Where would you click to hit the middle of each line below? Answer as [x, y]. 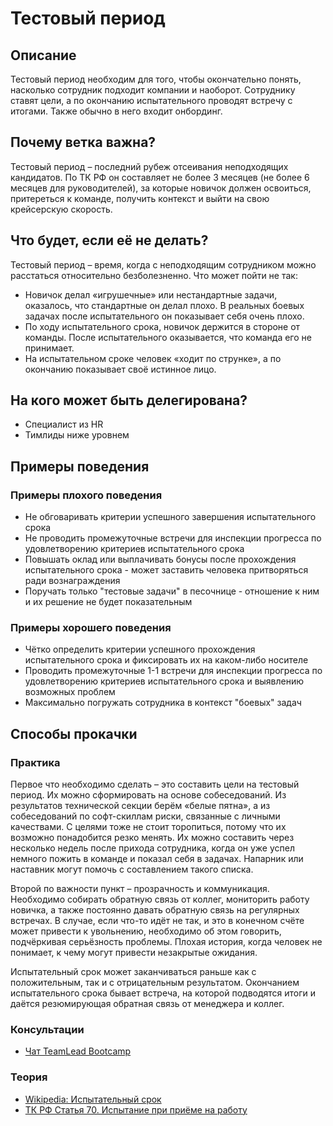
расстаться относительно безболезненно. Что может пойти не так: [154, 275]
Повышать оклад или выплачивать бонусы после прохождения [160, 559]
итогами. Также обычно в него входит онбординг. [116, 111]
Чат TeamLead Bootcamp [78, 1051]
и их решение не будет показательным [108, 602]
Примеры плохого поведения [86, 495]
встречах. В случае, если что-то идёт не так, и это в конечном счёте [157, 921]
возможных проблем [70, 692]
